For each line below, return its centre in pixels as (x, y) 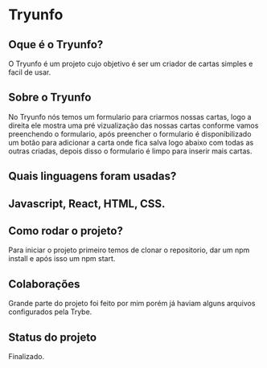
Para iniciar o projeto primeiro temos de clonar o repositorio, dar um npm (129, 250)
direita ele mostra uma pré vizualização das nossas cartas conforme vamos (133, 125)
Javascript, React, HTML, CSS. (87, 204)
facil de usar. (30, 72)
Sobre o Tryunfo (50, 98)
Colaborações (44, 284)
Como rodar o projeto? (66, 231)
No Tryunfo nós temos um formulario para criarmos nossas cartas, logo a (130, 117)
